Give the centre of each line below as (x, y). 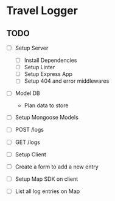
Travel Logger (42, 11)
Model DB (28, 93)
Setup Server (32, 48)
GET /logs (28, 142)
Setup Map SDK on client (47, 179)
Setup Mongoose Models (47, 118)
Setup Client (31, 154)
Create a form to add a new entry (57, 167)
